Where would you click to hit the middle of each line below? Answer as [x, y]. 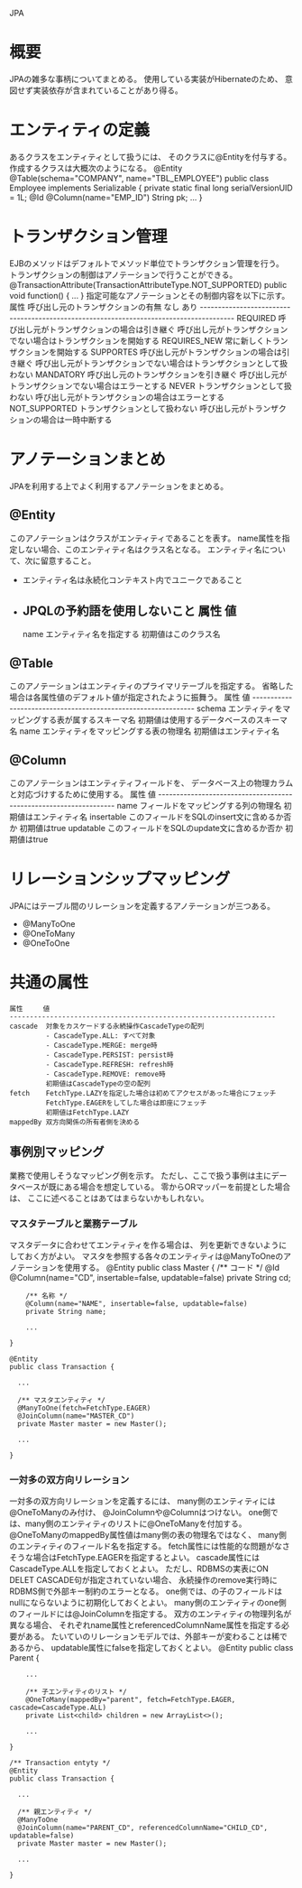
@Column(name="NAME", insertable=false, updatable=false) [137, 1303]
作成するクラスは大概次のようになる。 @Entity [96, 168]
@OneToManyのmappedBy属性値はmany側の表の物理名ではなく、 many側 [148, 1535]
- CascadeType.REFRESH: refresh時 [110, 1064]
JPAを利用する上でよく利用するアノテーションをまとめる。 [119, 486]
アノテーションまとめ [87, 459]
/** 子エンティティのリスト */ [77, 1692]
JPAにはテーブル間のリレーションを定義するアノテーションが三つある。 [142, 905]
